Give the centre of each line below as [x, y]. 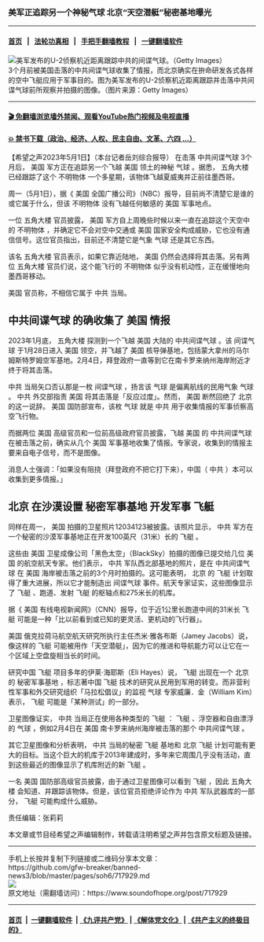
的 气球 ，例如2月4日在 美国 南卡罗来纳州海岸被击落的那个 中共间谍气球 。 [128, 728]
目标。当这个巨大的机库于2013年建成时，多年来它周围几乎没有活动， [133, 754]
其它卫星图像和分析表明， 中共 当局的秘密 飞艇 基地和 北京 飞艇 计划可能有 [128, 745]
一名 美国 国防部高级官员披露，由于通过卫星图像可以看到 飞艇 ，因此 [119, 781]
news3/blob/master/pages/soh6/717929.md [79, 875]
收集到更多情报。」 [37, 479]
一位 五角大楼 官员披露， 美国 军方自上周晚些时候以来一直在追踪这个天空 [126, 220]
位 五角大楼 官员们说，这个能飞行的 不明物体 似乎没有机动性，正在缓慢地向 [129, 267]
